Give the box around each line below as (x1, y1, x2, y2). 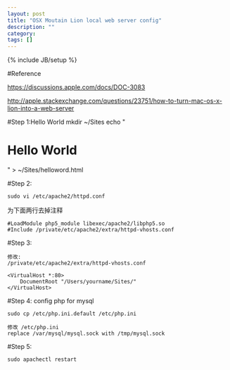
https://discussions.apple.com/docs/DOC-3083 (7, 83, 146, 91)
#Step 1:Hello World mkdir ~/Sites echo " (7, 117, 125, 127)
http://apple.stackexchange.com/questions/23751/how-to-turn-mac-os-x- (7, 96, 223, 106)
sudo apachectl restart (7, 356, 77, 363)
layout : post (7, 10, 46, 18)
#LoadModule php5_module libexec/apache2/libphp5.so (7, 220, 165, 227)
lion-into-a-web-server (7, 104, 75, 113)
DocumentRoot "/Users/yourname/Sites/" (20, 279, 137, 286)
